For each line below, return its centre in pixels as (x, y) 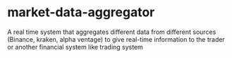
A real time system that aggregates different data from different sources (112, 32)
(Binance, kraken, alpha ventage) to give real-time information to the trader (116, 39)
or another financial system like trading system (75, 47)
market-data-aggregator (81, 12)
